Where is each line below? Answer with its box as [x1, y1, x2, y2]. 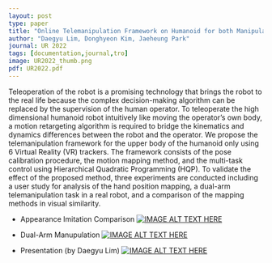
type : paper [8, 19, 49, 28]
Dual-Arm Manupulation [19, 230, 100, 240]
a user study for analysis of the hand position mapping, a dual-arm [8, 181, 231, 191]
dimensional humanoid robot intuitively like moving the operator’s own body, [8, 112, 263, 122]
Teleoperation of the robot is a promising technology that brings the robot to [8, 87, 262, 96]
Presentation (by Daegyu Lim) [19, 245, 120, 255]
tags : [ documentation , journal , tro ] [8, 49, 129, 57]
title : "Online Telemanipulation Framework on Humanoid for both [8, 27, 233, 35]
